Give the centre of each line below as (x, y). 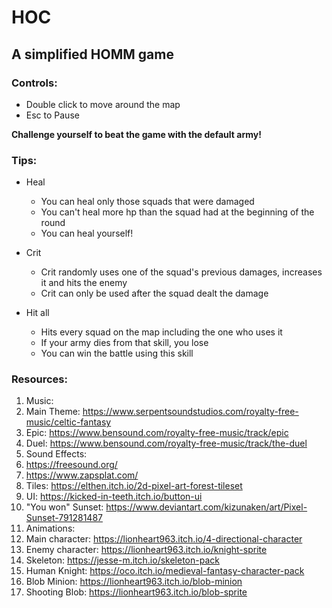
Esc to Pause (52, 115)
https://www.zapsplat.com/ (82, 475)
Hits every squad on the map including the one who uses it (161, 332)
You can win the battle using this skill (117, 353)
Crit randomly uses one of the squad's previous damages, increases (181, 272)
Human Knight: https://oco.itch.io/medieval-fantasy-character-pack (165, 571)
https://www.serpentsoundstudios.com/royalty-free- (190, 412)
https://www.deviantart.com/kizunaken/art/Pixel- (206, 507)
